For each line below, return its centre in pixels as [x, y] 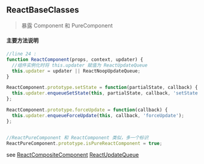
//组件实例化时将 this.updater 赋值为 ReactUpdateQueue [80, 65]
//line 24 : [21, 54]
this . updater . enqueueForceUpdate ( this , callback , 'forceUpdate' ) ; [98, 115]
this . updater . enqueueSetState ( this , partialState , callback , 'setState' [106, 93]
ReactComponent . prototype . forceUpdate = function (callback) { [87, 110]
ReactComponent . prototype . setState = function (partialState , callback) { [102, 88]
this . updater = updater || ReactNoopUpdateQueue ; [76, 71]
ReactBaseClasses [43, 10]
